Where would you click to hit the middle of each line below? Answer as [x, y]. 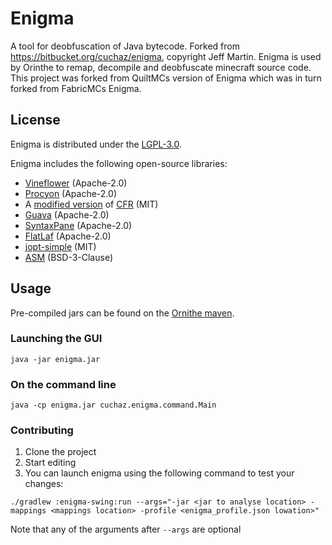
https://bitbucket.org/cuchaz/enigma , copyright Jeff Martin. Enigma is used [166, 56]
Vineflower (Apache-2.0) [76, 183]
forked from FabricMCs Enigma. [76, 88]
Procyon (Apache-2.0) [70, 193]
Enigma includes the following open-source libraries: [119, 163]
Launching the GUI [56, 339]
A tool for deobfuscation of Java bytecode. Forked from [125, 46]
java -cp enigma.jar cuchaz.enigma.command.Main [113, 405]
